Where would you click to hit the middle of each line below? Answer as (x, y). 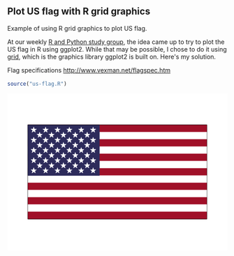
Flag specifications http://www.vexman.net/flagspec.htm (89, 70)
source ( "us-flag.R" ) (37, 84)
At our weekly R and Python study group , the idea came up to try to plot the (116, 42)
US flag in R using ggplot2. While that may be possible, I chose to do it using (117, 49)
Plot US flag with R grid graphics (79, 12)
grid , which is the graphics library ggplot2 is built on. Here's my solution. (112, 57)
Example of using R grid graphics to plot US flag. (77, 28)
